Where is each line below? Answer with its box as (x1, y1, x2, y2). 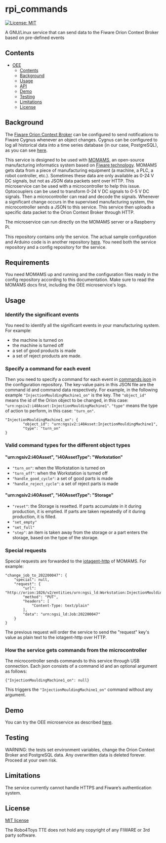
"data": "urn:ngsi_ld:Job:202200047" (23, 611, 100, 617)
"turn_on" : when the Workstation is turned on (12, 465, 105, 471)
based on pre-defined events (5, 35, 65, 40)
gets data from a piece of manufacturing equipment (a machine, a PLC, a (5, 167, 154, 173)
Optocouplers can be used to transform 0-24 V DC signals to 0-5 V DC (5, 188, 150, 194)
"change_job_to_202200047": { (5, 573, 68, 578)
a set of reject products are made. (12, 353, 82, 359)
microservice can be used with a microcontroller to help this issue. (5, 183, 141, 189)
